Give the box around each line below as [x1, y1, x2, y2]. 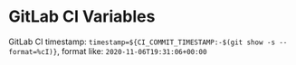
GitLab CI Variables [8, 6, 156, 27]
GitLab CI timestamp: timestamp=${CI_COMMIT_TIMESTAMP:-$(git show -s [8, 36, 276, 47]
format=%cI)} [8, 47, 58, 56]
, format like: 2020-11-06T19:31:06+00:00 [56, 45, 207, 56]
